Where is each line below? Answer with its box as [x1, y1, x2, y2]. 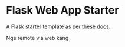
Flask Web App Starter [6, 4, 119, 17]
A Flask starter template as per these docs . [6, 23, 111, 30]
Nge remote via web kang [6, 34, 69, 41]
